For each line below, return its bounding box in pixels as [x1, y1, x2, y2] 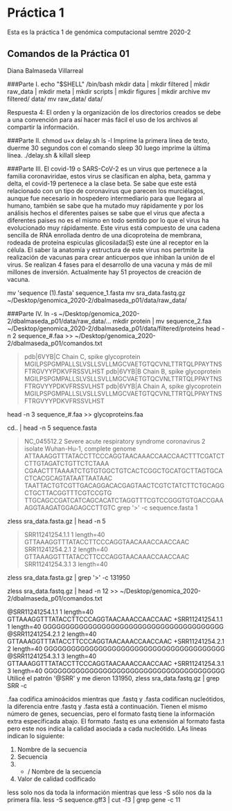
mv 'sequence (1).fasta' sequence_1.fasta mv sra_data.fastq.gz [7, 288, 186, 296]
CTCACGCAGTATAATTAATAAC [24, 474, 113, 482]
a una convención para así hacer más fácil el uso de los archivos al [7, 115, 198, 124]
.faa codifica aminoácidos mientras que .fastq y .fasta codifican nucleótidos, [7, 694, 226, 703]
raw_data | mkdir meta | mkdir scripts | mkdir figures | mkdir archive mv [7, 87, 211, 95]
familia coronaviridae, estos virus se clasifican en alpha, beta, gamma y [7, 172, 211, 180]
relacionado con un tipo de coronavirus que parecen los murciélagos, [7, 186, 206, 195]
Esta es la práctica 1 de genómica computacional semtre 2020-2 [7, 28, 191, 36]
